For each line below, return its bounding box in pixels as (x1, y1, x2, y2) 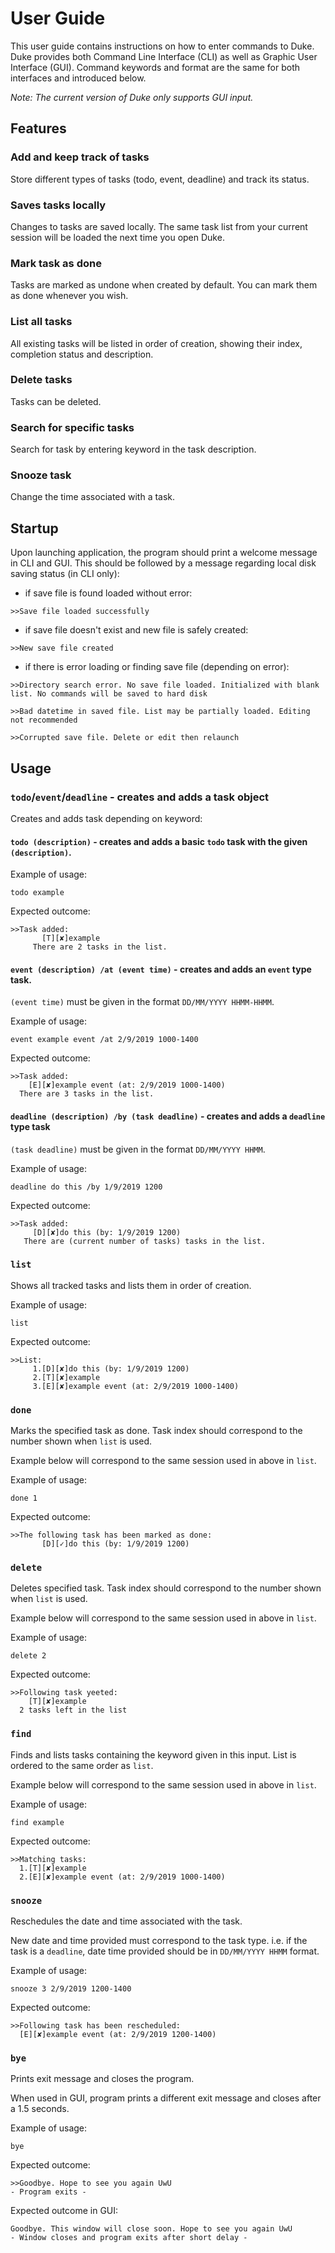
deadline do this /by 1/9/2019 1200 (10, 1182, 163, 1192)
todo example (10, 888, 65, 898)
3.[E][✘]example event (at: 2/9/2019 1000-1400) (32, 1381, 240, 1391)
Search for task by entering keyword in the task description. (10, 443, 257, 456)
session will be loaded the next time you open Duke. (10, 231, 225, 243)
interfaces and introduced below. (10, 72, 147, 84)
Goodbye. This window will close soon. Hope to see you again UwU (10, 2224, 293, 2234)
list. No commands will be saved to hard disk (10, 689, 208, 699)
